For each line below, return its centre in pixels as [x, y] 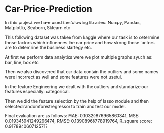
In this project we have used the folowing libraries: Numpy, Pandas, [73, 22]
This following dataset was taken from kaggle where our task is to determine [82, 37]
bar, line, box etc [22, 62]
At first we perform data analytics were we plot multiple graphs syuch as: [79, 57]
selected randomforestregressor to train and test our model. [66, 106]
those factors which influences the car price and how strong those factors [80, 42]
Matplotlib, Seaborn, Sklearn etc [37, 27]
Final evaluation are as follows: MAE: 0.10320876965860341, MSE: [72, 115]
